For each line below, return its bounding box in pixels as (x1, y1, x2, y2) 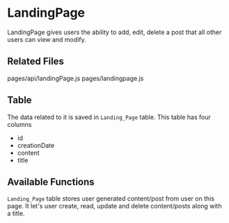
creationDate (17, 141, 55, 149)
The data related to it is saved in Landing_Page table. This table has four (7, 113, 211, 121)
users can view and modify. (7, 35, 86, 43)
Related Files (7, 56, 65, 68)
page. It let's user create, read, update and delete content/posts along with (7, 202, 222, 210)
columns (7, 120, 32, 128)
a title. (7, 209, 25, 217)
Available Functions (7, 176, 95, 187)
